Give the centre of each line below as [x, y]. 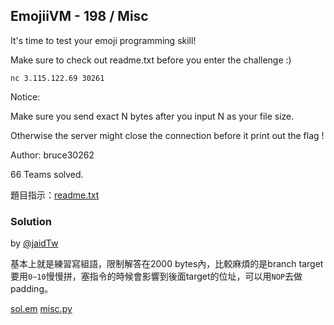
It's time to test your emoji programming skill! [103, 40]
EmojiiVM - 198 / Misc [79, 16]
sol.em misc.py [41, 309]
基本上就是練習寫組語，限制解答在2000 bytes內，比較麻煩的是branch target [167, 264]
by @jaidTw [34, 243]
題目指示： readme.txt [55, 195]
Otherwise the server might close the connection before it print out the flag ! [167, 135]
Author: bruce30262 [52, 155]
